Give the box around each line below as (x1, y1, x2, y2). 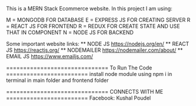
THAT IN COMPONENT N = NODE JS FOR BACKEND (6, 29, 134, 36)
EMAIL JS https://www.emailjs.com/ (6, 53, 93, 59)
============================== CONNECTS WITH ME (6, 88, 164, 95)
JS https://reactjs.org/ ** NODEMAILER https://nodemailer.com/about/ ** (6, 47, 184, 54)
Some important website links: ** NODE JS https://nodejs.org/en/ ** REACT (6, 41, 190, 47)
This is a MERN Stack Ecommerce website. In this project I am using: (6, 5, 172, 12)
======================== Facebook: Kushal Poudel (6, 94, 151, 101)
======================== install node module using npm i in (6, 71, 172, 77)
